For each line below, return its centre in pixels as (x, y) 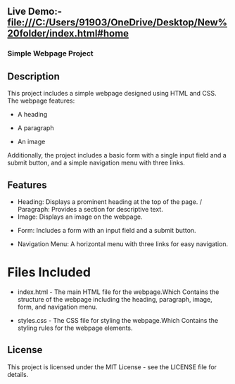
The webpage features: (41, 101)
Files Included (49, 273)
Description (33, 76)
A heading (32, 115)
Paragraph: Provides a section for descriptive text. (90, 209)
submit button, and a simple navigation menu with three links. (96, 163)
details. (18, 374)
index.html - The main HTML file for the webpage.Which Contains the (118, 292)
